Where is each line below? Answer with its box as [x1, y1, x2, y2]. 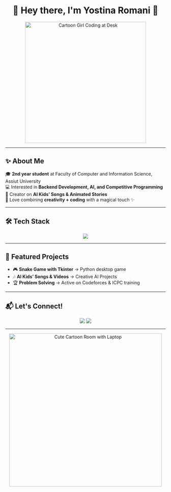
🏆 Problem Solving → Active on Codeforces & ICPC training [12, 280, 140, 286]
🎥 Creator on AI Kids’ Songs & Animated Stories [5, 191, 108, 197]
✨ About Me [5, 157, 44, 165]
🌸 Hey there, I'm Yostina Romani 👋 [12, 5, 159, 16]
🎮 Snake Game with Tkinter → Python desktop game [12, 266, 126, 273]
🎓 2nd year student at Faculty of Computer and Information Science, [5, 170, 153, 177]
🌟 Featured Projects [5, 252, 69, 261]
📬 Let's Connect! [5, 302, 63, 310]
